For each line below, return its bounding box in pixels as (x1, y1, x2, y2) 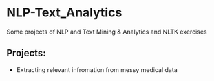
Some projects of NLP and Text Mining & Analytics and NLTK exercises (6, 27, 207, 36)
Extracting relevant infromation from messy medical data (16, 65, 178, 73)
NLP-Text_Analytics (6, 5, 122, 21)
